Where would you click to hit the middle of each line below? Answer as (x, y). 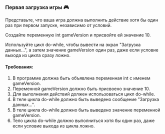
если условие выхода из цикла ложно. (53, 125)
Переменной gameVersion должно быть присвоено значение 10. (81, 88)
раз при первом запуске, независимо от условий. (58, 25)
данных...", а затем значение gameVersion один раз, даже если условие (82, 50)
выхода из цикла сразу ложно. (38, 55)
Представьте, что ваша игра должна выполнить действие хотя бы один (82, 20)
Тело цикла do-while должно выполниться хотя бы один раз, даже (83, 120)
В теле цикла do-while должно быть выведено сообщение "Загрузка (85, 99)
